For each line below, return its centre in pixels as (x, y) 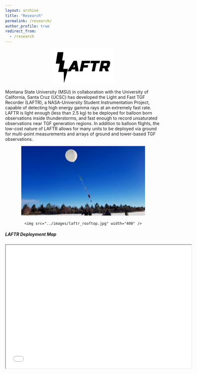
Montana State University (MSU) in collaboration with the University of (77, 92)
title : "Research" (24, 16)
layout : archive (22, 10)
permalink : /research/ (28, 21)
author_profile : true (27, 26)
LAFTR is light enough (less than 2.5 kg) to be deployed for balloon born (79, 113)
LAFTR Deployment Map (31, 234)
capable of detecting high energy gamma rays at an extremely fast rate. (78, 108)
